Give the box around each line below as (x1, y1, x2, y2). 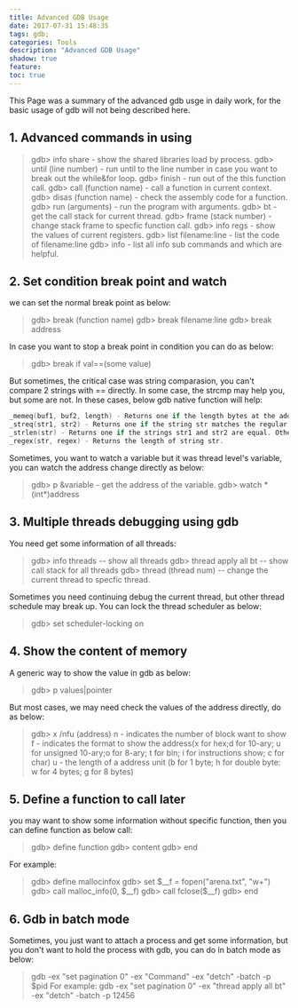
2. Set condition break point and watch (9, 274, 228, 289)
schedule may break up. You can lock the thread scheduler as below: (9, 600, 262, 611)
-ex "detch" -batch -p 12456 (30, 990, 136, 1001)
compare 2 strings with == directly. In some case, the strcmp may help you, (9, 385, 286, 396)
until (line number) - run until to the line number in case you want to (30, 163, 278, 174)
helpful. (30, 248, 59, 258)
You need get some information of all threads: (9, 538, 176, 549)
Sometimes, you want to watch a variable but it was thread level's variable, (9, 452, 282, 463)
